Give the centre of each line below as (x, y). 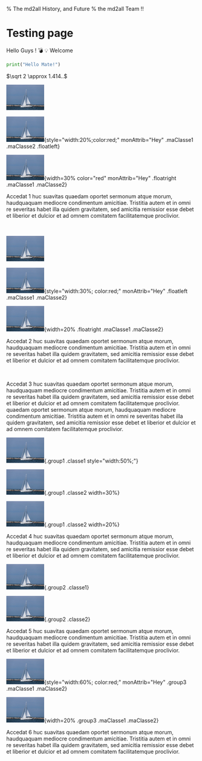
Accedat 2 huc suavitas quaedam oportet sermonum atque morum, (90, 341)
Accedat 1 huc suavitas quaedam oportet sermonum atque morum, (90, 196)
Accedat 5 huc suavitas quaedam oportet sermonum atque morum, (90, 631)
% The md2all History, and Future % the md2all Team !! (75, 9)
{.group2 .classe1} (67, 587)
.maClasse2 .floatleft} (33, 146)
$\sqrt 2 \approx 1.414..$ (37, 76)
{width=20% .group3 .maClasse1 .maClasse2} (102, 720)
